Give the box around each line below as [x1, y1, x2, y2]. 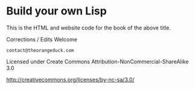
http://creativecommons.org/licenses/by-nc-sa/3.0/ [6, 76, 135, 83]
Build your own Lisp [6, 4, 107, 18]
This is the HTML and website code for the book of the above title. [6, 24, 171, 31]
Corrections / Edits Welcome [6, 35, 77, 43]
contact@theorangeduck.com [6, 47, 74, 54]
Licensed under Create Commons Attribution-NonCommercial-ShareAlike [6, 58, 189, 65]
